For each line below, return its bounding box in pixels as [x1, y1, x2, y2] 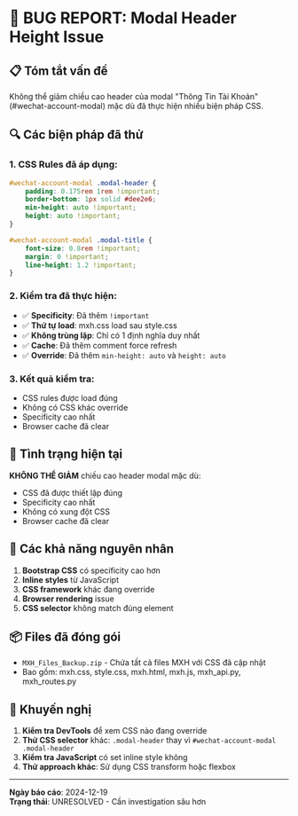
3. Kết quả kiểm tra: [9, 373, 95, 385]
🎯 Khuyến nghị [9, 702, 91, 717]
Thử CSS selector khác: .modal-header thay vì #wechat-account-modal [21, 735, 277, 746]
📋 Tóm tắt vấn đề [9, 63, 108, 78]
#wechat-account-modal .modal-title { [9, 235, 153, 245]
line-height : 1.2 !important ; [25, 261, 137, 270]
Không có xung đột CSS [21, 506, 111, 517]
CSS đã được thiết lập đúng [21, 487, 122, 498]
